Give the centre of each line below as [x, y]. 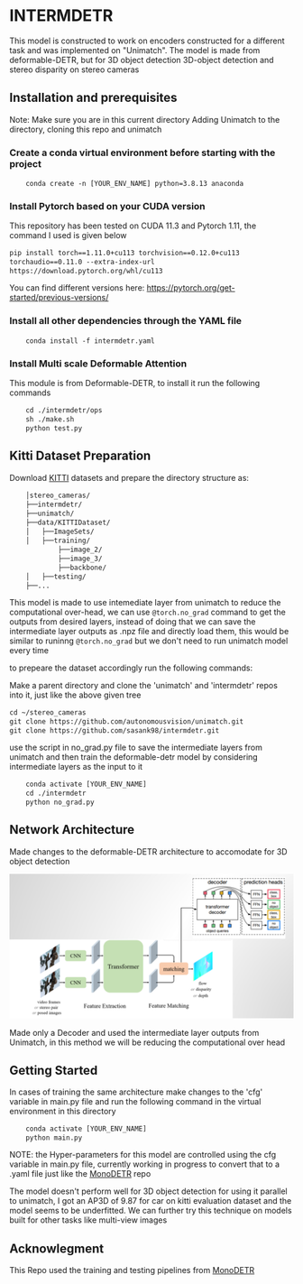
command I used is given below [68, 236]
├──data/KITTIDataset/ [68, 522]
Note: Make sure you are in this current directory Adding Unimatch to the [145, 119]
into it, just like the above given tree [75, 695]
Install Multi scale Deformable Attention [98, 364]
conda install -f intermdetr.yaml [90, 341]
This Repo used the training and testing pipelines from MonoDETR [132, 1270]
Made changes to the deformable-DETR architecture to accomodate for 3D [148, 851]
